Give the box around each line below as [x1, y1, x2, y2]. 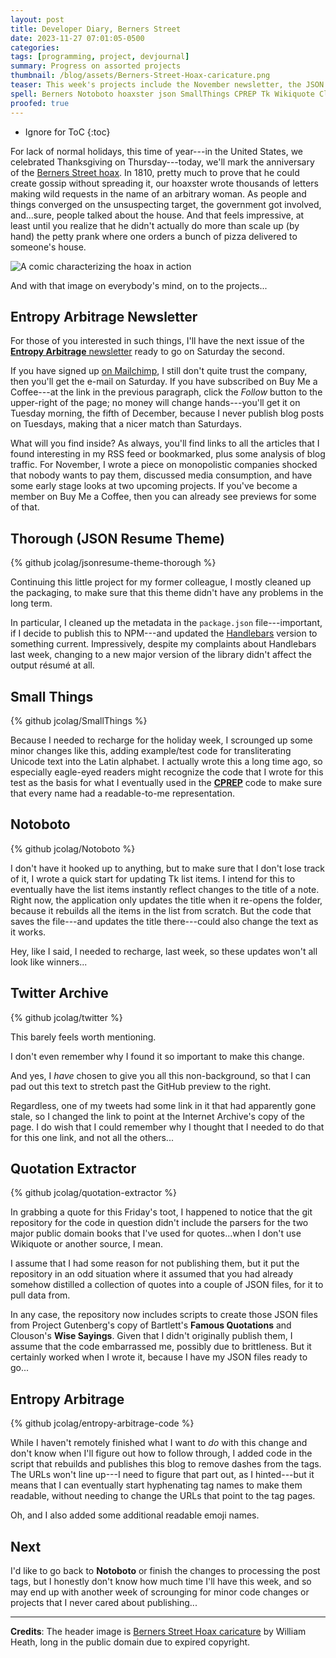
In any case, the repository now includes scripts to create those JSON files [10, 1309, 318, 1321]
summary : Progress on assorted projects [10, 61, 182, 71]
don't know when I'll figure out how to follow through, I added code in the [10, 1447, 313, 1460]
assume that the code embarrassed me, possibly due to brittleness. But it [10, 1341, 312, 1353]
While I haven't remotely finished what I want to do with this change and [10, 1437, 308, 1449]
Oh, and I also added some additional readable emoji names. [10, 1509, 260, 1521]
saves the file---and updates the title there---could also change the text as [10, 915, 319, 927]
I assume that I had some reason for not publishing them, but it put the [10, 1257, 300, 1270]
